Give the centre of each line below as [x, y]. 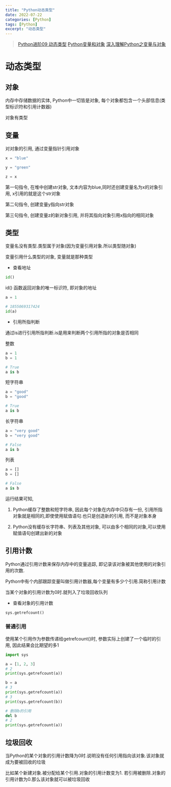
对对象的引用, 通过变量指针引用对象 [42, 148]
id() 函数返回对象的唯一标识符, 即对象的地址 [51, 288]
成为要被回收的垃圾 [26, 762]
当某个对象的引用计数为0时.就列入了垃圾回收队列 [57, 592]
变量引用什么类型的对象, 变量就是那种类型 [49, 257]
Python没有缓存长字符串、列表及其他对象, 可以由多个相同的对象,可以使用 [89, 527]
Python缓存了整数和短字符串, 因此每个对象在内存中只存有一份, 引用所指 [88, 509]
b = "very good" [22, 435]
